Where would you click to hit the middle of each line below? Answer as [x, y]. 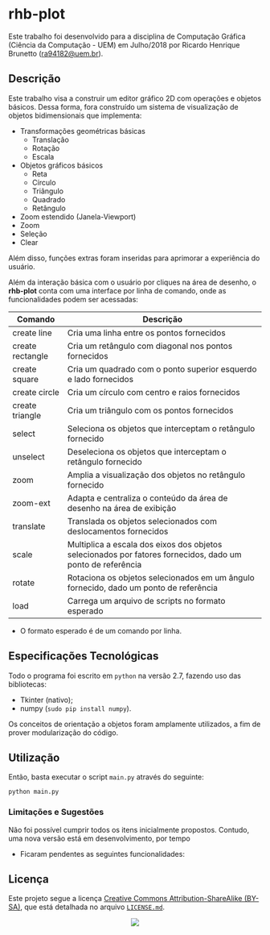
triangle [27, 415]
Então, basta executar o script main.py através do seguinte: [106, 777]
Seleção [33, 234]
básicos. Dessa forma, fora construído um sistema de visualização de [123, 106]
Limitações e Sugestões [56, 812]
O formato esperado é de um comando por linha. [101, 630]
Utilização [34, 757]
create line [32, 333]
